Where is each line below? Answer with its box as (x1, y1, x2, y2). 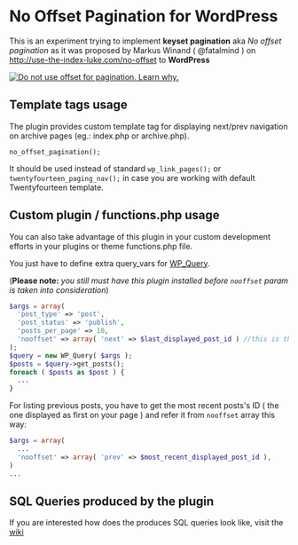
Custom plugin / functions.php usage (9, 208, 220, 223)
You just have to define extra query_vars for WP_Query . (9, 257, 210, 268)
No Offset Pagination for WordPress (9, 6, 278, 27)
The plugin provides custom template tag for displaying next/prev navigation (9, 121, 288, 131)
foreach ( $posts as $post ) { (9, 367, 125, 376)
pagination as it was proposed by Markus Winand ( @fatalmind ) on (9, 44, 256, 55)
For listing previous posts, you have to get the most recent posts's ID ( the (9, 400, 279, 411)
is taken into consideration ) (9, 284, 109, 295)
